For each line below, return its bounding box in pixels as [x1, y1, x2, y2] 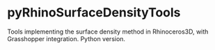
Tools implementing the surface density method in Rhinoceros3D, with [7, 27, 209, 36]
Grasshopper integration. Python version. [7, 34, 126, 42]
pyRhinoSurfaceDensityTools [7, 5, 181, 21]
